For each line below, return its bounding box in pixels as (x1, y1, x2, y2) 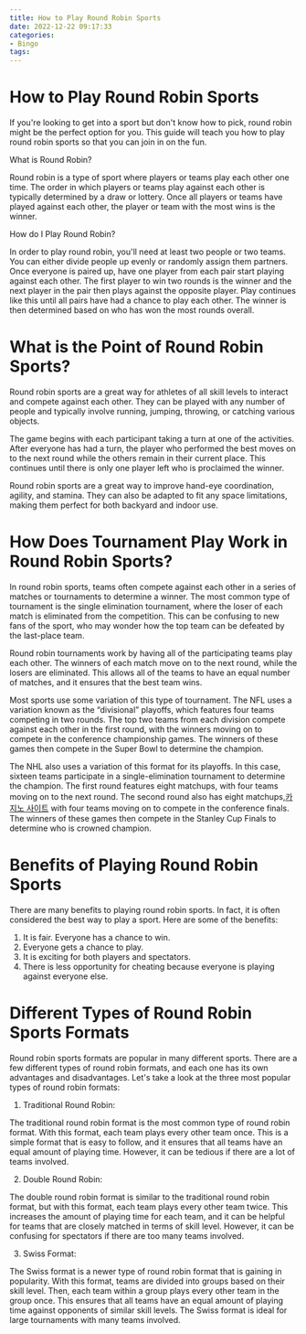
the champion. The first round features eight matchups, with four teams (9, 780, 279, 791)
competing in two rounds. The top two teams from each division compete (9, 714, 286, 725)
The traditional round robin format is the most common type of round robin (9, 1117, 290, 1128)
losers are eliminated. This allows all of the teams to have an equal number (9, 667, 290, 678)
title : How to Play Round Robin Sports (9, 13, 162, 23)
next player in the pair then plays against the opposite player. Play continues (9, 285, 297, 296)
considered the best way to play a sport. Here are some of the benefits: (9, 914, 279, 925)
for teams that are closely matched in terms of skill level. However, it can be (9, 1221, 294, 1232)
